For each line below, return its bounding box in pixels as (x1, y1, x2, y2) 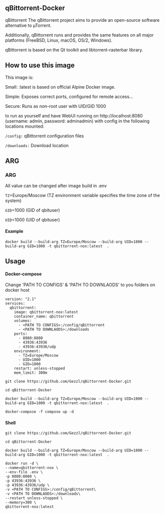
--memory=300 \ (5, 500, 37, 505)
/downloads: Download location (5, 142, 69, 148)
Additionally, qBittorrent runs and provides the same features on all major (5, 32, 154, 38)
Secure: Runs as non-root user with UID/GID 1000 (5, 103, 106, 109)
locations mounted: (5, 123, 44, 129)
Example (5, 228, 24, 234)
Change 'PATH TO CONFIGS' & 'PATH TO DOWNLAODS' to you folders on (5, 282, 156, 288)
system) (5, 198, 22, 204)
